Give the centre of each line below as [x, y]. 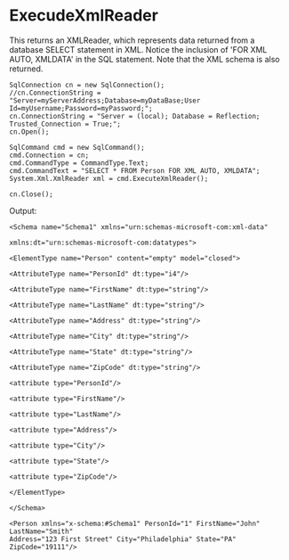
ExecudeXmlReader [84, 16]
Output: [23, 210]
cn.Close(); [31, 194]
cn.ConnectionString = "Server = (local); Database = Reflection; [135, 116]
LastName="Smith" [41, 531]
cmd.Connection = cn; [49, 155]
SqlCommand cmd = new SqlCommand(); [77, 147]
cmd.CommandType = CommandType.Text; [79, 163]
